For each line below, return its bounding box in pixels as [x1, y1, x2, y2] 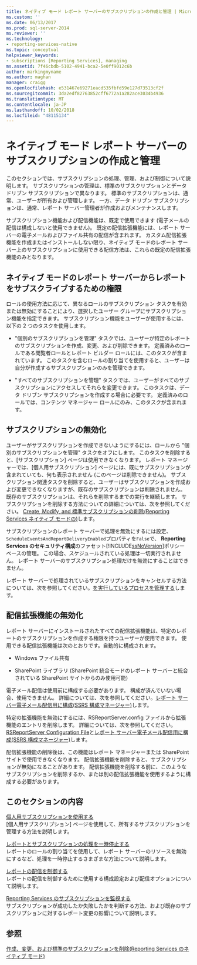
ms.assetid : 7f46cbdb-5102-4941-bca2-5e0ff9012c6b [6, 63, 133, 69]
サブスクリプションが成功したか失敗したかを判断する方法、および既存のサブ [6, 902, 191, 909]
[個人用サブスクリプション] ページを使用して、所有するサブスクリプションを [6, 821, 191, 828]
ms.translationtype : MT [6, 96, 64, 102]
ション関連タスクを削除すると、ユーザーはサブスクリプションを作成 [21, 478, 186, 485]
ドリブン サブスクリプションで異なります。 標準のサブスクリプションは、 [6, 189, 184, 197]
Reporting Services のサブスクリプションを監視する [6, 895, 131, 902]
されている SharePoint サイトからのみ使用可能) [14, 674, 128, 681]
